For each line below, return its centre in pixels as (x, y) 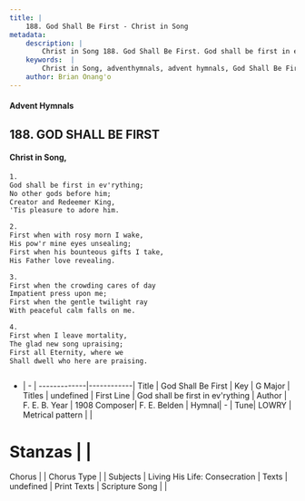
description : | (54, 43)
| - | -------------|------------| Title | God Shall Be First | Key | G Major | (156, 386)
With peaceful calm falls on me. (73, 311)
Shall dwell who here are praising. (79, 361)
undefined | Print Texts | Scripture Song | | (89, 486)
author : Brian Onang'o (69, 77)
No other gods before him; (60, 193)
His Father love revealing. (63, 260)
